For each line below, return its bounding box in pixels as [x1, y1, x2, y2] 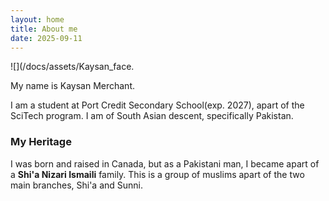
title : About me [10, 24, 78, 34]
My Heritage [10, 135, 72, 149]
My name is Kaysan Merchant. [10, 80, 135, 92]
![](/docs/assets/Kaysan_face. [10, 61, 135, 73]
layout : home [10, 14, 65, 25]
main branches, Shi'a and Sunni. [10, 179, 144, 191]
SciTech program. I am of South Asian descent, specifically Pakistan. [10, 110, 294, 122]
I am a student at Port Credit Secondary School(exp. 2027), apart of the [10, 99, 305, 111]
